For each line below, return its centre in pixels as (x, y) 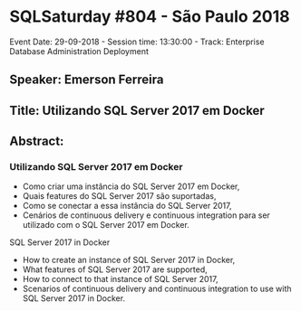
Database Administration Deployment (79, 51)
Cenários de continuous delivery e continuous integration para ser (146, 215)
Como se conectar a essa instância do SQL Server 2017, (127, 206)
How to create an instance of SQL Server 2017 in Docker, (129, 260)
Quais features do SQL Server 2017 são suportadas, (119, 196)
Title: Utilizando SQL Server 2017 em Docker (137, 110)
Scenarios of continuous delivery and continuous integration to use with (157, 289)
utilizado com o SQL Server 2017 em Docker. (106, 225)
